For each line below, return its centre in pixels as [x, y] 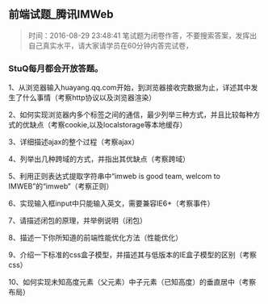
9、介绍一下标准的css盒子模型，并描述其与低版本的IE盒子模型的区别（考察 [132, 255]
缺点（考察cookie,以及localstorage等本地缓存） [108, 125]
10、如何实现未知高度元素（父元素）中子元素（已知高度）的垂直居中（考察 [132, 282]
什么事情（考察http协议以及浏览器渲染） [89, 98]
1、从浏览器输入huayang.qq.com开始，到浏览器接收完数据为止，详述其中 [130, 88]
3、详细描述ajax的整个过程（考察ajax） [74, 142]
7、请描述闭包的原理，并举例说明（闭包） [77, 221]
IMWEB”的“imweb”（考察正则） [61, 186]
